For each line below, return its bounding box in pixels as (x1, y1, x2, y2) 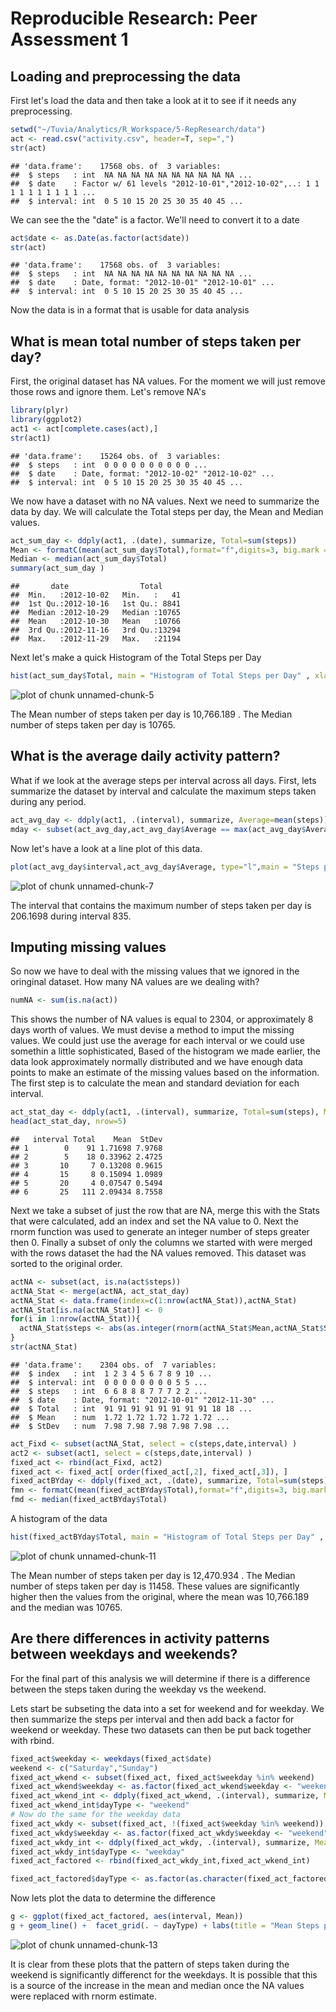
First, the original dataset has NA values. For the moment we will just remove (10, 375, 326, 387)
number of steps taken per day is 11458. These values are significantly (10, 1580, 300, 1592)
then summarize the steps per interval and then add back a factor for (10, 1713, 295, 1725)
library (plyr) (10, 405, 70, 416)
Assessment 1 (10, 28, 129, 51)
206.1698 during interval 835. (10, 910, 132, 922)
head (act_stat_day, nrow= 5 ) (10, 1117, 128, 1127)
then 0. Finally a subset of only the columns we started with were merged (10, 1236, 313, 1248)
